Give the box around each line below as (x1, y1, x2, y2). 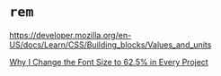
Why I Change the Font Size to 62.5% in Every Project (9, 56, 208, 67)
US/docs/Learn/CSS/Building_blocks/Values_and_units (9, 39, 212, 50)
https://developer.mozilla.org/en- (9, 30, 132, 40)
